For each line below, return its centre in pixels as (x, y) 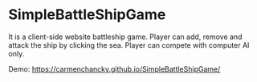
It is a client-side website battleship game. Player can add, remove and (125, 37)
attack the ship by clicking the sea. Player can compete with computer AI (129, 45)
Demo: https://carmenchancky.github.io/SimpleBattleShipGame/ (114, 68)
